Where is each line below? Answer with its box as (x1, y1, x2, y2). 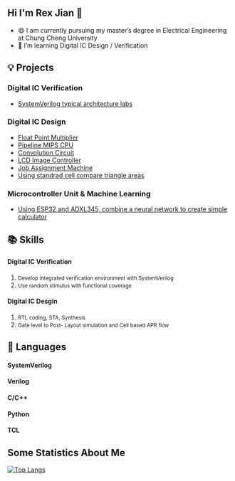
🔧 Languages (7, 341, 66, 353)
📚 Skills (7, 234, 44, 246)
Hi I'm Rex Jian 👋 (7, 7, 83, 19)
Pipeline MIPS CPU (17, 140, 73, 149)
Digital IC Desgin (7, 297, 58, 306)
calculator (17, 213, 48, 221)
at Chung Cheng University (17, 33, 98, 42)
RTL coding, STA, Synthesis (17, 314, 86, 321)
